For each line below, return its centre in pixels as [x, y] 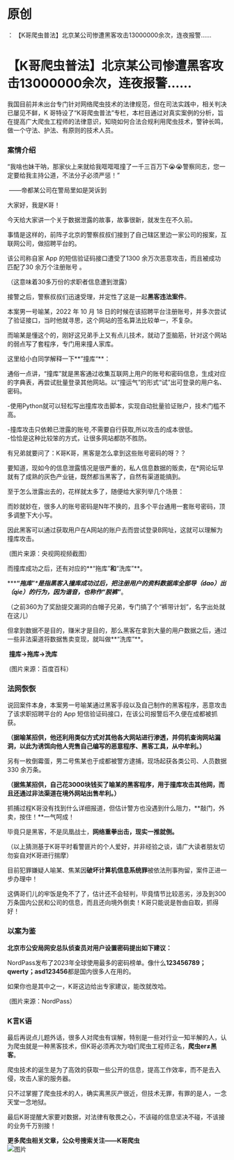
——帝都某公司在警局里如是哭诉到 [57, 190]
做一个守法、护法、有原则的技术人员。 [62, 130]
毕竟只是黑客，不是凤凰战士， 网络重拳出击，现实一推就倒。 [93, 832]
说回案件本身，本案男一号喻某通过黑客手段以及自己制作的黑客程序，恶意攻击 [117, 705]
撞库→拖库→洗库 [33, 654]
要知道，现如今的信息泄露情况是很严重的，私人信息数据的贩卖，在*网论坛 [112, 468]
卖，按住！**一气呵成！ [41, 817]
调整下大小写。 [34, 515]
